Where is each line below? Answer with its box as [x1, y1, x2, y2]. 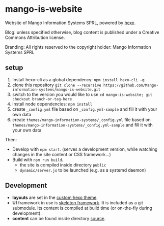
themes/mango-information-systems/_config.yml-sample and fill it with [12, 122, 153, 128]
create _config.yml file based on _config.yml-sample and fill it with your [12, 106, 158, 112]
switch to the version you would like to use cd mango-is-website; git [12, 91, 153, 97]
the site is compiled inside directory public [19, 161, 107, 168]
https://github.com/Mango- [103, 83, 159, 88]
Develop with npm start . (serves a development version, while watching [12, 146, 158, 152]
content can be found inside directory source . [12, 215, 106, 221]
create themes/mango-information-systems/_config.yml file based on [12, 117, 151, 123]
